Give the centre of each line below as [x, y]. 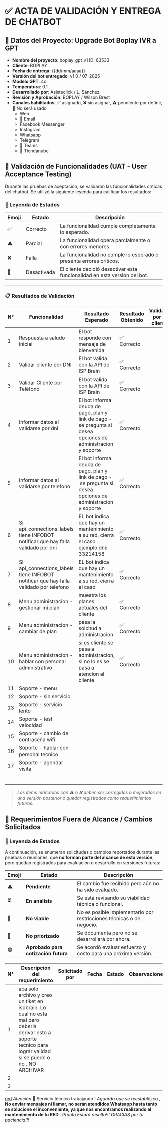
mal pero [29, 1020]
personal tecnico [39, 755]
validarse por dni [39, 428]
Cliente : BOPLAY [30, 65]
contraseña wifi [37, 740]
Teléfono [29, 389]
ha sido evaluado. [98, 890]
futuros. [25, 803]
